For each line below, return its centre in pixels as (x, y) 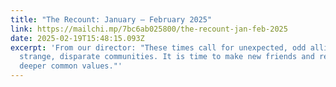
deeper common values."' (71, 66)
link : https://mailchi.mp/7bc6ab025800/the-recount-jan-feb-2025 (149, 29)
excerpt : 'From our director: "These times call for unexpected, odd (158, 47)
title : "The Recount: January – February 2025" (111, 19)
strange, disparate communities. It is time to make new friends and (167, 57)
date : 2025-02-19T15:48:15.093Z (77, 38)
